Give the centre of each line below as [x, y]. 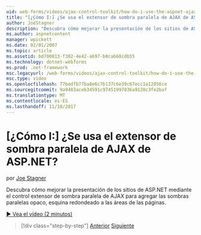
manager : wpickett [29, 40]
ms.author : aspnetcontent [38, 34]
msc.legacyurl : [25, 73]
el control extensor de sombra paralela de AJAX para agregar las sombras [98, 196]
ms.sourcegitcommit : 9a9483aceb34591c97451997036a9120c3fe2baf [87, 90]
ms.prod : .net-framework [37, 67]
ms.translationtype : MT [36, 95]
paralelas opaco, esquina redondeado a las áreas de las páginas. [86, 203]
